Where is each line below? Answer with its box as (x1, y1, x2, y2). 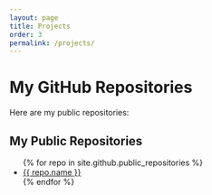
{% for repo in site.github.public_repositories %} (22, 157, 204, 168)
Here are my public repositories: (9, 107, 130, 118)
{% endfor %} (22, 177, 75, 187)
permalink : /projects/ (9, 38, 95, 48)
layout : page (9, 13, 59, 23)
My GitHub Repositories (9, 78, 193, 97)
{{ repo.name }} (22, 167, 82, 177)
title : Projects (9, 22, 71, 31)
